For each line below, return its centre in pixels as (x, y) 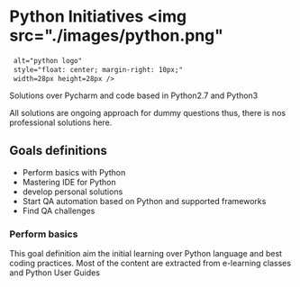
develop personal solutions (73, 192)
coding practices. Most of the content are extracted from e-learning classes (150, 264)
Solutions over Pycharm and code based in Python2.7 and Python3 (134, 95)
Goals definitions (59, 151)
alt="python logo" (48, 60)
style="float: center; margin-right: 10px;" (98, 69)
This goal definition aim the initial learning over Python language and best (145, 254)
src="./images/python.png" (116, 36)
